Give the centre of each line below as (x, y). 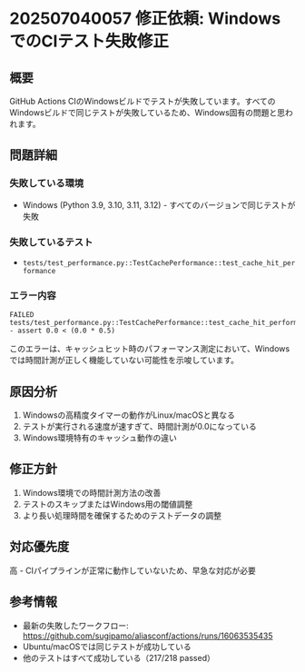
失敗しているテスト (51, 242)
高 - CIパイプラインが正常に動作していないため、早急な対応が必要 (133, 570)
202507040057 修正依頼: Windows (145, 19)
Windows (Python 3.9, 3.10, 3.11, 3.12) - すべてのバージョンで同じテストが (159, 204)
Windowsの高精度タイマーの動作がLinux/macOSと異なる (129, 415)
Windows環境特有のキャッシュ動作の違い (99, 438)
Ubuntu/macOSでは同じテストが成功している (107, 647)
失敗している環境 (47, 183)
